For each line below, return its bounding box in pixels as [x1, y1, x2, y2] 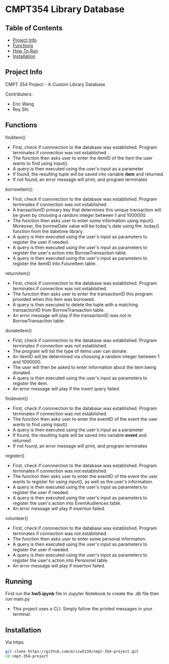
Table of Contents [5, 24, 63, 32]
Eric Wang [12, 101, 34, 107]
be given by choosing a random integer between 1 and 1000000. [12, 212, 147, 218]
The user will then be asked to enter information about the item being [12, 364, 156, 370]
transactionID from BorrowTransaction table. [12, 307, 105, 313]
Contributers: [5, 91, 33, 97]
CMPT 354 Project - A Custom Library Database [5, 81, 105, 87]
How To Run [12, 48, 38, 54]
